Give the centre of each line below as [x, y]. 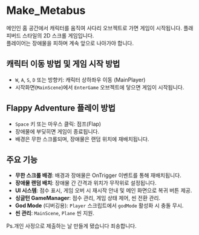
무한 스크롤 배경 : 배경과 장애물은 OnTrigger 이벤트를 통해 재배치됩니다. [98, 175]
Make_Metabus [46, 11]
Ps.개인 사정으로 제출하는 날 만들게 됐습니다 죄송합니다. [72, 226]
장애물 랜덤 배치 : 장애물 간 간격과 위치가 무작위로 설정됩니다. [86, 183]
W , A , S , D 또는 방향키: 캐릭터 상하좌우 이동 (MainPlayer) [80, 80]
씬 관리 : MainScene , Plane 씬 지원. [55, 213]
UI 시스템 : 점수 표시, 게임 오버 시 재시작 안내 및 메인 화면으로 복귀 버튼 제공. [103, 190]
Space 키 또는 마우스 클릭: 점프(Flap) [58, 124]
